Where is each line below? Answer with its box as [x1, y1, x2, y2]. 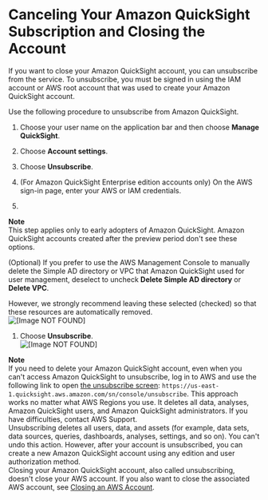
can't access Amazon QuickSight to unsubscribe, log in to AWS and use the [8, 371, 257, 381]
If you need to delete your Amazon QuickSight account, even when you [8, 363, 242, 373]
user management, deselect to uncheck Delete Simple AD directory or [8, 274, 242, 284]
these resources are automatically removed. [8, 307, 153, 316]
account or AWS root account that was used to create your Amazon [8, 82, 231, 93]
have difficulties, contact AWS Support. [8, 414, 138, 424]
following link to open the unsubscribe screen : [8, 380, 161, 390]
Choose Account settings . [19, 146, 108, 156]
